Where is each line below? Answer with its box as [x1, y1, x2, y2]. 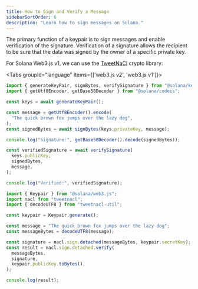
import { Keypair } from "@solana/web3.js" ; [6, 190, 117, 197]
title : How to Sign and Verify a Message [6, 8, 110, 15]
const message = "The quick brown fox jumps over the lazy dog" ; [6, 223, 170, 229]
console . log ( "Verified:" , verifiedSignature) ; [6, 180, 123, 186]
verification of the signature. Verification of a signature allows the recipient [6, 42, 187, 49]
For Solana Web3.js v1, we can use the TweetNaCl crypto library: [6, 60, 163, 67]
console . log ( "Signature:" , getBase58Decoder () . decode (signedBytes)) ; [6, 137, 181, 142]
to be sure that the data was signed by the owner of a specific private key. [6, 48, 187, 56]
